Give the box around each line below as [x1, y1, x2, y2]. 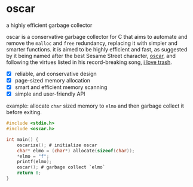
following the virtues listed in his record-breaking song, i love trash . [6, 59, 172, 66]
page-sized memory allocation [14, 77, 91, 84]
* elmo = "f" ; [17, 153, 50, 160]
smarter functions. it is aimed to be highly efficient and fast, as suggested [6, 45, 188, 53]
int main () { [6, 136, 39, 142]
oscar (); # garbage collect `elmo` [17, 164, 106, 170]
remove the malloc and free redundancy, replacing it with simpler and [6, 39, 178, 47]
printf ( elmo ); [17, 159, 52, 165]
